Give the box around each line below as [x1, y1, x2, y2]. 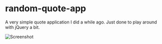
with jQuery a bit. [5, 24, 40, 30]
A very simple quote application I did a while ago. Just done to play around [5, 19, 157, 25]
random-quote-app [5, 3, 86, 14]
